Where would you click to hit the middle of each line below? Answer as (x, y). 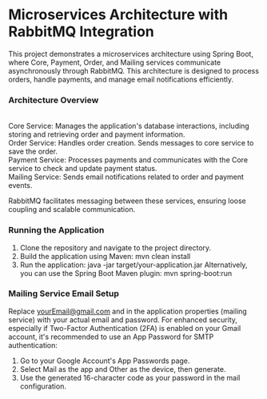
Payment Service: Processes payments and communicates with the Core (128, 160)
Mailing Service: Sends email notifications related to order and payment (126, 177)
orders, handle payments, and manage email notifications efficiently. (121, 79)
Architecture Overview (54, 100)
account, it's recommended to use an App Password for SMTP (111, 337)
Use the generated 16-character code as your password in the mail (130, 377)
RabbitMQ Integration (81, 32)
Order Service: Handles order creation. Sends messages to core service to (131, 143)
